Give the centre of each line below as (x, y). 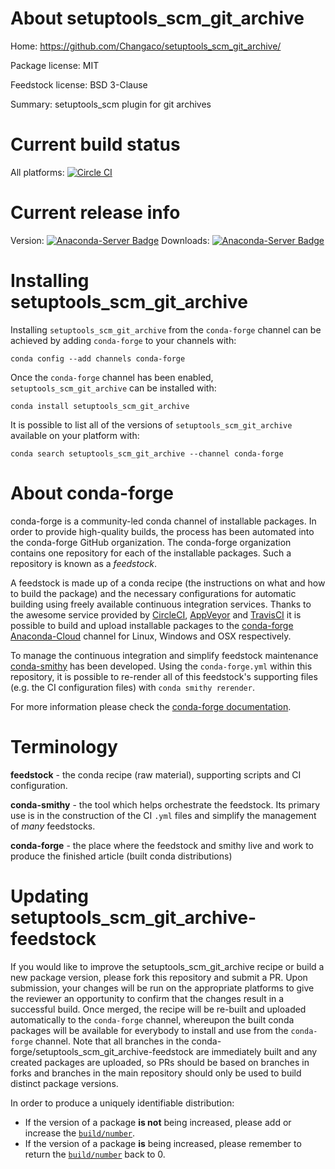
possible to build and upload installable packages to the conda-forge (152, 625)
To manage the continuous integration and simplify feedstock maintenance (164, 655)
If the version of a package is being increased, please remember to (163, 1143)
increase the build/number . (80, 1133)
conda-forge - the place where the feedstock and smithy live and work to (162, 845)
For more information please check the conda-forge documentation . (151, 706)
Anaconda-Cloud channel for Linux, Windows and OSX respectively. (151, 636)
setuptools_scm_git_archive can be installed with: (113, 388)
